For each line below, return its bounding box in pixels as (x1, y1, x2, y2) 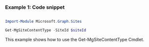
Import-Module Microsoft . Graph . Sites (5, 19, 82, 24)
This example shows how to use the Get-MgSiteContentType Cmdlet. (5, 37, 144, 43)
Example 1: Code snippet (5, 4, 65, 11)
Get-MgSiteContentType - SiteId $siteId (5, 28, 86, 33)
